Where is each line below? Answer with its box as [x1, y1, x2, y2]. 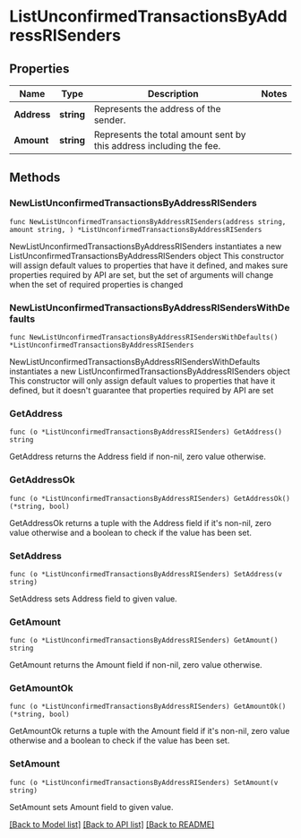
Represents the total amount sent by [93, 128, 246, 141]
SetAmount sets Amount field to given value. [9, 801, 174, 812]
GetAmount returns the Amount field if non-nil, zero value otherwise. [9, 660, 262, 670]
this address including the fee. [93, 140, 221, 151]
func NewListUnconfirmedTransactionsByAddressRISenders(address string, [9, 217, 287, 226]
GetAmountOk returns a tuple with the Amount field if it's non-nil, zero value [9, 726, 290, 737]
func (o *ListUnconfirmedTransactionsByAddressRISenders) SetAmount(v [9, 778, 279, 787]
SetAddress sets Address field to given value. [9, 593, 177, 604]
